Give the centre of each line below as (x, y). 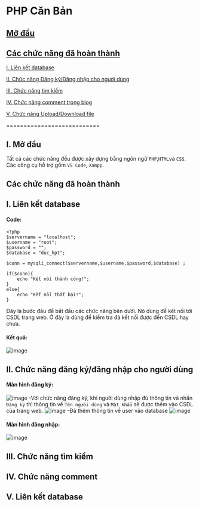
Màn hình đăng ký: (30, 385)
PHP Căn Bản (39, 11)
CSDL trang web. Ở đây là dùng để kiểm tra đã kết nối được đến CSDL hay (98, 317)
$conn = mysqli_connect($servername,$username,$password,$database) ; (96, 263)
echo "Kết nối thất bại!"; (50, 295)
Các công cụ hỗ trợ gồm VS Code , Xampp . (55, 165)
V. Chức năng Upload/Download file (50, 114)
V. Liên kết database (45, 497)
